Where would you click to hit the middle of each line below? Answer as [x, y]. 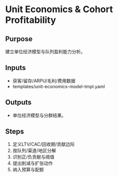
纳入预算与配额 [28, 170]
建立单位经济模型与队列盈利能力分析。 [45, 51]
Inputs [16, 68]
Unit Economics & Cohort [59, 9]
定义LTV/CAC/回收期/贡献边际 [44, 144]
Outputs [18, 102]
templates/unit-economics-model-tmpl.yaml [59, 86]
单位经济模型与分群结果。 [39, 115]
